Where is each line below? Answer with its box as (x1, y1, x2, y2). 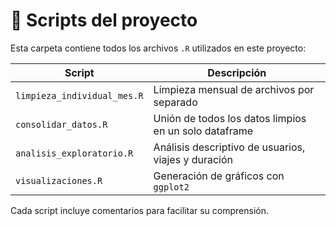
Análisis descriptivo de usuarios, (153, 140, 306, 154)
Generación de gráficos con (153, 169, 285, 183)
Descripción (207, 65, 267, 79)
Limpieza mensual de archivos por (153, 82, 315, 96)
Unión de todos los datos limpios (153, 111, 307, 125)
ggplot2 (153, 181, 190, 193)
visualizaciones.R (15, 175, 103, 186)
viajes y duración (153, 152, 234, 166)
